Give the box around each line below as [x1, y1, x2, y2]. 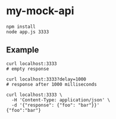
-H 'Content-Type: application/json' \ [11, 97, 111, 103]
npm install [6, 24, 36, 30]
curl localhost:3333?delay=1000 [6, 76, 86, 82]
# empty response [6, 66, 49, 72]
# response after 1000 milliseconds [6, 81, 97, 87]
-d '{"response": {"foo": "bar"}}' [11, 102, 100, 108]
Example [6, 45, 39, 55]
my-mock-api [6, 4, 74, 18]
